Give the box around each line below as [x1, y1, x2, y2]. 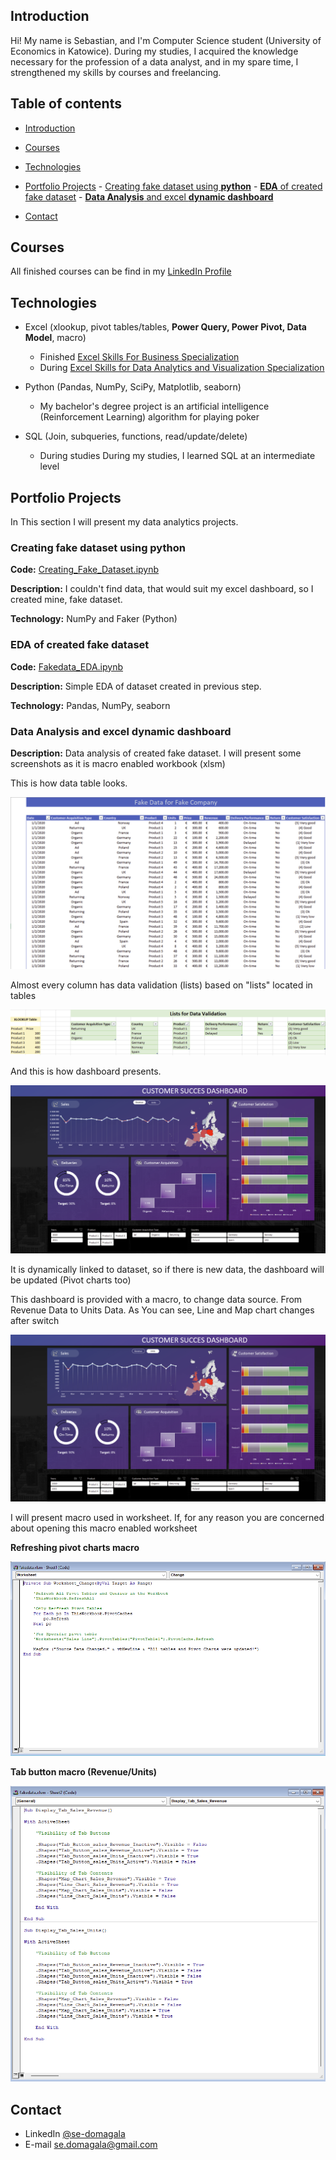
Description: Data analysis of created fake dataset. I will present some [10, 747, 302, 759]
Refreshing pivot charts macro [10, 1542, 140, 1554]
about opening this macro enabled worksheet [10, 1522, 198, 1534]
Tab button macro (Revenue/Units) [10, 1766, 158, 1778]
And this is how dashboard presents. [10, 1065, 162, 1078]
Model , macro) [24, 332, 87, 344]
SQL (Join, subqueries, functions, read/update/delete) [24, 430, 248, 443]
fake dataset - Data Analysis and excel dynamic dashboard [24, 190, 274, 203]
